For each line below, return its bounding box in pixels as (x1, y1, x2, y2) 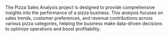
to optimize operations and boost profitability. (5, 26, 101, 32)
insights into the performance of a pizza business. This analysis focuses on (5, 10, 163, 16)
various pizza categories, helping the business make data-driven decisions (5, 20, 163, 26)
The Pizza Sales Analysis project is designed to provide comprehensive (5, 5, 155, 10)
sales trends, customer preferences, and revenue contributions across (5, 15, 153, 21)
